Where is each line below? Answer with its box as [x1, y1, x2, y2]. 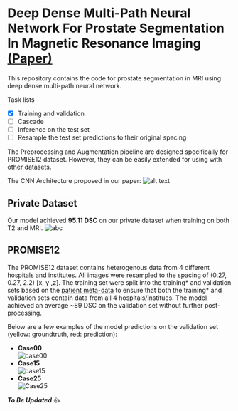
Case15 [17, 358, 40, 368]
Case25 [17, 374, 41, 383]
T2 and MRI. [7, 224, 43, 232]
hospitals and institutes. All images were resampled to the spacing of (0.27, [7, 271, 227, 279]
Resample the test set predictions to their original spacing [17, 133, 187, 142]
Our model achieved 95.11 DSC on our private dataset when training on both [7, 216, 229, 224]
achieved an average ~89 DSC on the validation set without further [7, 301, 203, 309]
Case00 [17, 343, 43, 352]
